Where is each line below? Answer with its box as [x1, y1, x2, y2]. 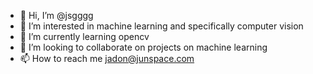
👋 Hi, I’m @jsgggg [19, 10, 94, 21]
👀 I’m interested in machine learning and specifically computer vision [19, 20, 304, 32]
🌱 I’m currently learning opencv [19, 31, 150, 42]
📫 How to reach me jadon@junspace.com [19, 53, 195, 64]
